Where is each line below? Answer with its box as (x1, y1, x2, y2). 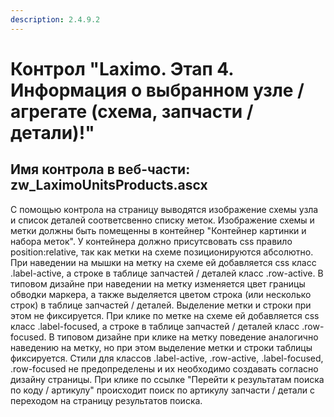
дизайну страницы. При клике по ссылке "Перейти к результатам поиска (10, 373, 325, 385)
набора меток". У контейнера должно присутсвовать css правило (10, 235, 293, 247)
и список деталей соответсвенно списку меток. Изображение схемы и (10, 214, 315, 226)
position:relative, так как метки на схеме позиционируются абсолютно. (10, 246, 314, 258)
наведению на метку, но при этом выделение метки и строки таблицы (10, 341, 313, 353)
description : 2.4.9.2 (10, 14, 101, 25)
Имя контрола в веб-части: (10, 161, 191, 178)
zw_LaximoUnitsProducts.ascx (10, 177, 208, 194)
